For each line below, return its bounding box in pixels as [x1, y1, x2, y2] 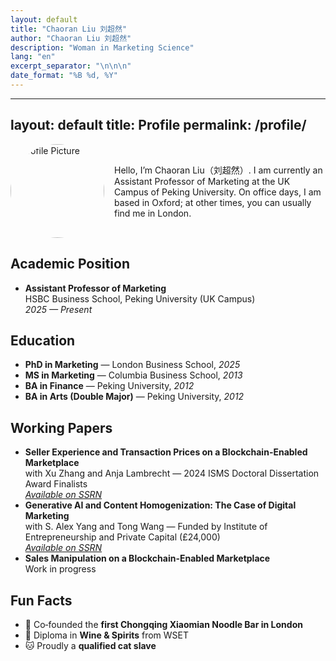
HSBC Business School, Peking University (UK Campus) [24, 292, 256, 305]
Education [10, 332, 76, 349]
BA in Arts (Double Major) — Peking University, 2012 [24, 391, 245, 403]
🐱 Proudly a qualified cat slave [24, 639, 157, 651]
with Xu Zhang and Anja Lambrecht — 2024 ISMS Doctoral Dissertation [24, 467, 320, 480]
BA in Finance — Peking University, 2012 [24, 380, 195, 392]
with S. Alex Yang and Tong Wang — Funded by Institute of [24, 521, 268, 533]
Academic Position [10, 256, 130, 273]
